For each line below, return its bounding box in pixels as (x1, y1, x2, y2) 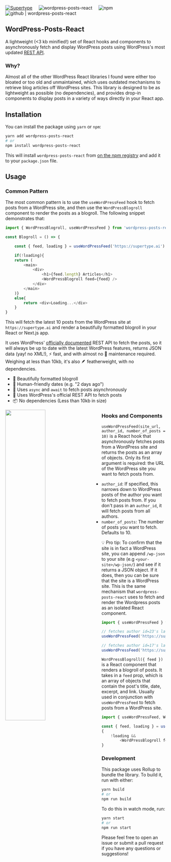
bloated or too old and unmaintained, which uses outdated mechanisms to (5, 79, 161, 85)
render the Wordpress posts (101, 599, 160, 605)
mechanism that (101, 588, 135, 594)
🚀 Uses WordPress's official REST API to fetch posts (12, 392, 122, 398)
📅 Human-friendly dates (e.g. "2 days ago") (12, 381, 104, 387)
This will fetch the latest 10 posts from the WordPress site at (5, 319, 131, 325)
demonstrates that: (5, 216, 45, 222)
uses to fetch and (128, 594, 164, 600)
